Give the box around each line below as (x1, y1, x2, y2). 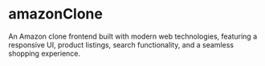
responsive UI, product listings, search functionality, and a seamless (8, 39, 234, 49)
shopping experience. (8, 48, 81, 58)
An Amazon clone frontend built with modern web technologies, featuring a (8, 31, 258, 41)
